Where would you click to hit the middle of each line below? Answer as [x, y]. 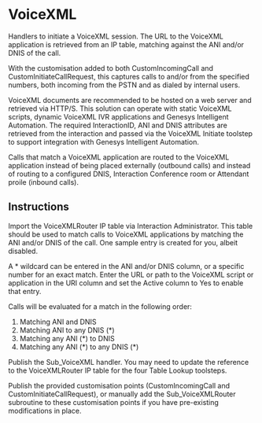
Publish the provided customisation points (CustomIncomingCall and [119, 385]
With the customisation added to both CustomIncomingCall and [111, 68]
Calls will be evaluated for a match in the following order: [100, 306]
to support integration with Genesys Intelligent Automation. [103, 142]
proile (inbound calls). [43, 182]
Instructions [39, 207]
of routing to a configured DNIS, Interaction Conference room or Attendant [129, 174]
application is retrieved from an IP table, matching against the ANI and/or [126, 44]
